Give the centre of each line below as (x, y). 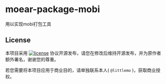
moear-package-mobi (53, 9)
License (18, 40)
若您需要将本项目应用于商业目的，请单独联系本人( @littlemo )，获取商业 (81, 70)
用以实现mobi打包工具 (28, 24)
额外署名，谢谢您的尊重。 (32, 59)
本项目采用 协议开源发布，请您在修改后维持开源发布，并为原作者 (83, 53)
